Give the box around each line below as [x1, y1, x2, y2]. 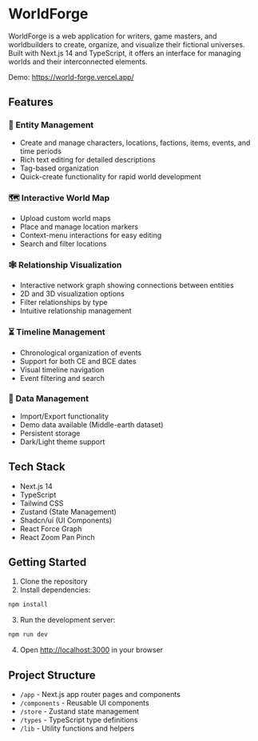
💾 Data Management [8, 393, 89, 404]
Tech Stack [8, 460, 65, 474]
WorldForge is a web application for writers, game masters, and [8, 31, 217, 41]
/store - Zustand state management [19, 707, 140, 716]
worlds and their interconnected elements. [8, 57, 148, 66]
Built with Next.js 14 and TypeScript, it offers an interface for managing [8, 48, 241, 58]
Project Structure [8, 668, 96, 682]
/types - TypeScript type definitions [19, 715, 138, 724]
